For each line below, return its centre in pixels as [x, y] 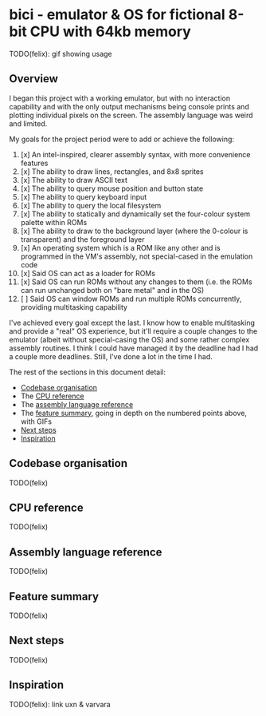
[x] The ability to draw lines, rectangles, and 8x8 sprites [112, 171]
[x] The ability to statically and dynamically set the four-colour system [135, 214]
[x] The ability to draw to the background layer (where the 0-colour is [134, 231]
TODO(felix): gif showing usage [61, 53]
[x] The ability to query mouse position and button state [112, 188]
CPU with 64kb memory [111, 32]
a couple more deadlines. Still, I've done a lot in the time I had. [111, 356]
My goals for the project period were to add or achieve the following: [121, 139]
